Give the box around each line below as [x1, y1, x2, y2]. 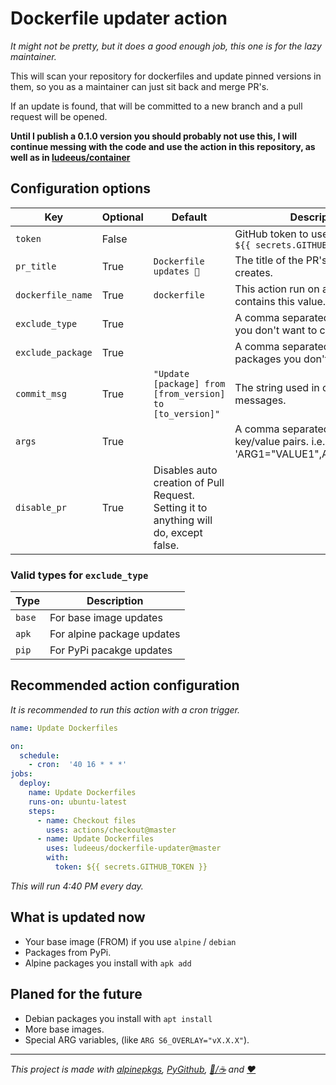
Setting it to [153, 500, 208, 514]
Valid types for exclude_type [10, 568, 149, 582]
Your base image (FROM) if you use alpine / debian [24, 935, 237, 947]
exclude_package [15, 347, 93, 358]
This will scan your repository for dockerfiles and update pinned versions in [10, 70, 322, 82]
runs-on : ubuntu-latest [28, 797, 128, 807]
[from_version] [153, 388, 226, 399]
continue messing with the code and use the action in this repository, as [10, 140, 316, 152]
